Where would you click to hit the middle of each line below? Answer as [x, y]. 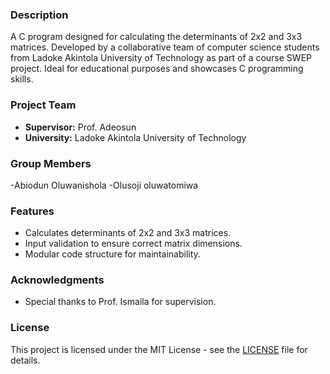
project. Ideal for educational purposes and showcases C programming [157, 69]
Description [39, 15]
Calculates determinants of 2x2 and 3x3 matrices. [128, 233]
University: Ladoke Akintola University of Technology [135, 137]
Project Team [43, 105]
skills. [22, 79]
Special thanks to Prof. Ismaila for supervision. [120, 302]
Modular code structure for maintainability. [112, 254]
